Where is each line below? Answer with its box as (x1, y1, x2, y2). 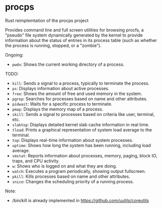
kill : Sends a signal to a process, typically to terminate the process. (12, 80, 150, 86)
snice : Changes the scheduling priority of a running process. (12, 178, 134, 184)
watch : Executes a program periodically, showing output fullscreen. (12, 168, 146, 174)
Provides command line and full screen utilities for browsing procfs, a (5, 27, 144, 33)
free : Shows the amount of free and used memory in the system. (12, 91, 143, 96)
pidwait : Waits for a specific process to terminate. (12, 101, 113, 107)
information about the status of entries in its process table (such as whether (5, 37, 157, 43)
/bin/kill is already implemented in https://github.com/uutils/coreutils (12, 197, 149, 203)
